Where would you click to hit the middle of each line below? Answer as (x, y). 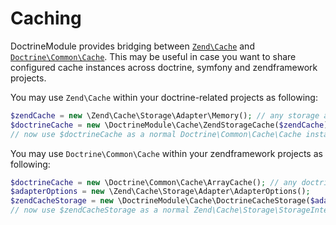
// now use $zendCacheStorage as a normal (100, 210)
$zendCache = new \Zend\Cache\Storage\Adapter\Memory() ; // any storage (165, 115)
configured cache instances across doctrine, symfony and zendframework (164, 67)
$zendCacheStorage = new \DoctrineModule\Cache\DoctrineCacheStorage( (160, 201)
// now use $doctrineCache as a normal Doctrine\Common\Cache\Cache (156, 134)
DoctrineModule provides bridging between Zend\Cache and (132, 46)
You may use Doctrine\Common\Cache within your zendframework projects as (166, 153)
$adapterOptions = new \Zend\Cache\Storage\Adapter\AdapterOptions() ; (160, 192)
